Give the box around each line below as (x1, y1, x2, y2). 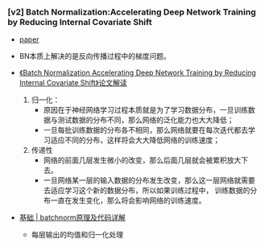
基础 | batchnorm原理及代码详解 (19, 212, 126, 223)
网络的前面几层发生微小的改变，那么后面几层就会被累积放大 (43, 155, 242, 165)
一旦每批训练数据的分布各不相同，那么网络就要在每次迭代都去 (43, 126, 249, 135)
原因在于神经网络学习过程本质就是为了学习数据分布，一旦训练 (43, 105, 249, 115)
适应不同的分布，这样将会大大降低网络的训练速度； (50, 135, 221, 145)
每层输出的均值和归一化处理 (31, 230, 124, 240)
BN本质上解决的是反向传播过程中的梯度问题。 (19, 51, 171, 61)
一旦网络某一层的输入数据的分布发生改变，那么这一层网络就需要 (43, 175, 255, 185)
